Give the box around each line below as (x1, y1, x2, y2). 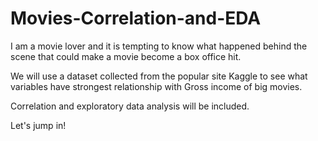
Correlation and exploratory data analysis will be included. (10, 100, 250, 112)
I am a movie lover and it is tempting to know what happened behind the (10, 40, 308, 52)
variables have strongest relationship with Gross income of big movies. (10, 80, 303, 92)
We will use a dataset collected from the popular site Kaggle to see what (10, 70, 308, 82)
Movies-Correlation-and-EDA (10, 7, 262, 30)
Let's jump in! (10, 119, 67, 131)
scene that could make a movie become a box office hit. (10, 50, 242, 62)
